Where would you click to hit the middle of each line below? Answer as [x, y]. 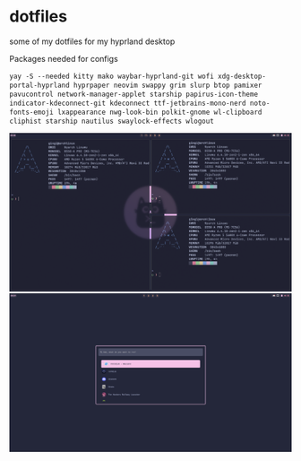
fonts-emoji [31, 112]
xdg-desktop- [242, 76]
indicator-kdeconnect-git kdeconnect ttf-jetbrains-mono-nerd [128, 103]
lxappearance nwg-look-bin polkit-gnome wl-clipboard [159, 112]
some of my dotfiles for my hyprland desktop [92, 41]
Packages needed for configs [64, 58]
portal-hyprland [39, 85]
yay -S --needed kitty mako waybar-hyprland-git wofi [112, 76]
